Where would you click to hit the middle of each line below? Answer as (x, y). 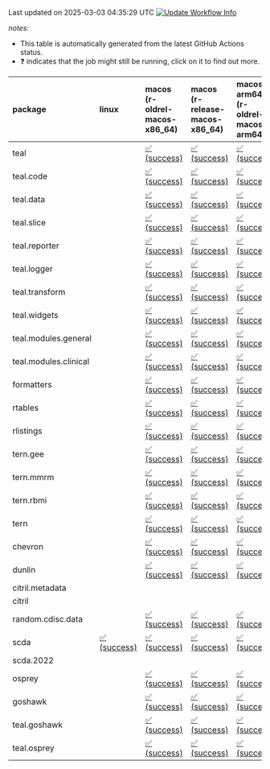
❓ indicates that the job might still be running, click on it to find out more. (140, 61)
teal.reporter (36, 246)
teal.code (30, 176)
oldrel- (159, 109)
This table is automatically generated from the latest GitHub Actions (132, 43)
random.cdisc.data (47, 619)
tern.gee (28, 454)
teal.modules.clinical (51, 361)
